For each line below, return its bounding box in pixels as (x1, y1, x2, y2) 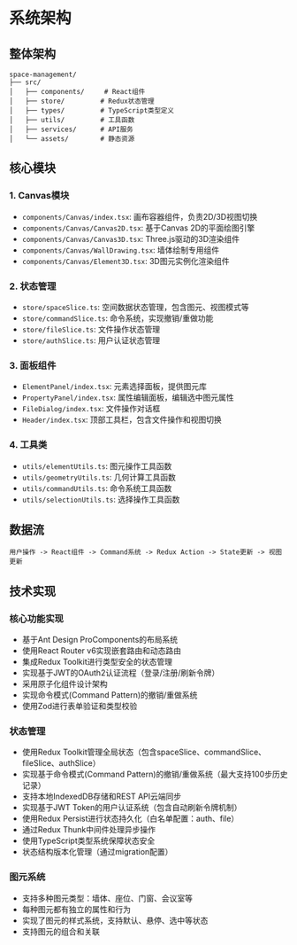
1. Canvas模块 (9, 190, 70, 202)
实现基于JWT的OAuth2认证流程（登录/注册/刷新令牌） (21, 668, 220, 678)
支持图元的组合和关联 (21, 925, 100, 936)
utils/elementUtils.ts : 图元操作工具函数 (21, 460, 172, 471)
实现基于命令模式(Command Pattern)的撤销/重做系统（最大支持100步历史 (21, 769, 288, 780)
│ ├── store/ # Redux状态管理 (9, 97, 155, 105)
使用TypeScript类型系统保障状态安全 (21, 835, 156, 847)
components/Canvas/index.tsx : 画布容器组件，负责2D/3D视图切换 (21, 211, 258, 222)
